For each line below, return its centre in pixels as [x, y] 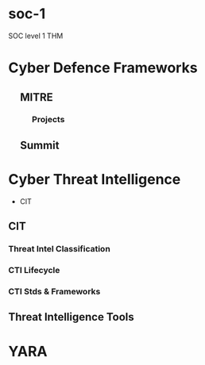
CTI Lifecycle [34, 270]
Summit [39, 145]
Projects [48, 120]
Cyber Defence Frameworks [103, 68]
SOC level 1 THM [36, 36]
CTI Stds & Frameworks [54, 291]
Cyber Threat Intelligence [95, 180]
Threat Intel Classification [60, 249]
